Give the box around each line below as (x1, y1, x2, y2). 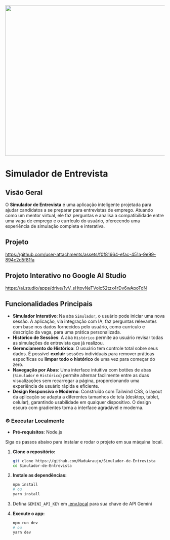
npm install (12, 482, 38, 487)
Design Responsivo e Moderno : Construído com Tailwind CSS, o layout (12, 388, 162, 395)
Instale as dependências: (12, 472, 67, 479)
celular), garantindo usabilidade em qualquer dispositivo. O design (12, 399, 151, 406)
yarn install (12, 492, 40, 497)
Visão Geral (5, 188, 43, 197)
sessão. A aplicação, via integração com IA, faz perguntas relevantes (12, 318, 157, 324)
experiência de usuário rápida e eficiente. (12, 383, 100, 389)
